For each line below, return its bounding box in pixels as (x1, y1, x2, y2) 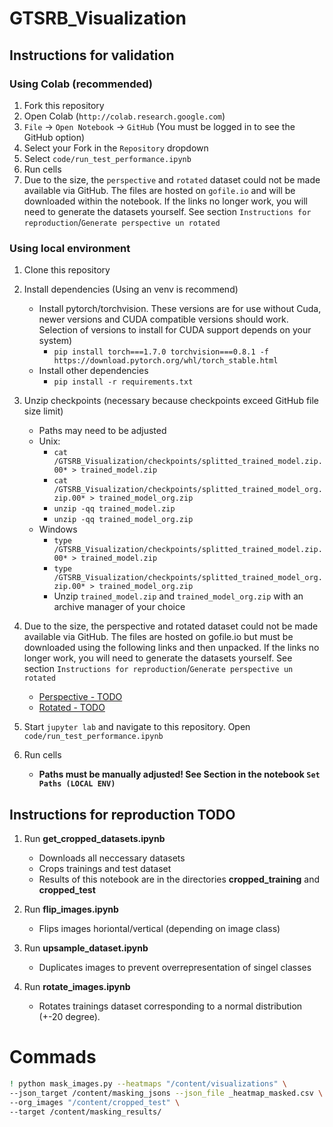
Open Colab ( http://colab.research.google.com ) (23, 110, 226, 122)
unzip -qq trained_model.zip (53, 504, 176, 514)
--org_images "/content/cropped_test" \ (9, 1097, 181, 1107)
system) (38, 335, 73, 347)
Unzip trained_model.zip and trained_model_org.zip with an (53, 590, 304, 602)
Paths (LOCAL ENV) (38, 779, 116, 789)
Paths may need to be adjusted (38, 425, 167, 437)
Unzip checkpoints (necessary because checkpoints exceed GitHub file (23, 395, 320, 407)
